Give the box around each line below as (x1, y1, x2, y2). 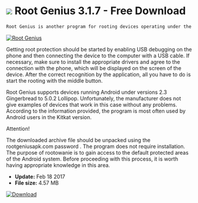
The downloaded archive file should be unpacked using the (6, 136, 151, 143)
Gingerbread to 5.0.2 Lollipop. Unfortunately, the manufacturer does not (6, 94, 181, 102)
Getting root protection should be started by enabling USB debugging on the (6, 45, 192, 53)
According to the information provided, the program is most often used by (6, 107, 186, 114)
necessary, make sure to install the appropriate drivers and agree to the (6, 58, 180, 66)
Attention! (6, 125, 30, 132)
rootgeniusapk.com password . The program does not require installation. (6, 143, 185, 150)
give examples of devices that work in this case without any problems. (6, 101, 177, 108)
